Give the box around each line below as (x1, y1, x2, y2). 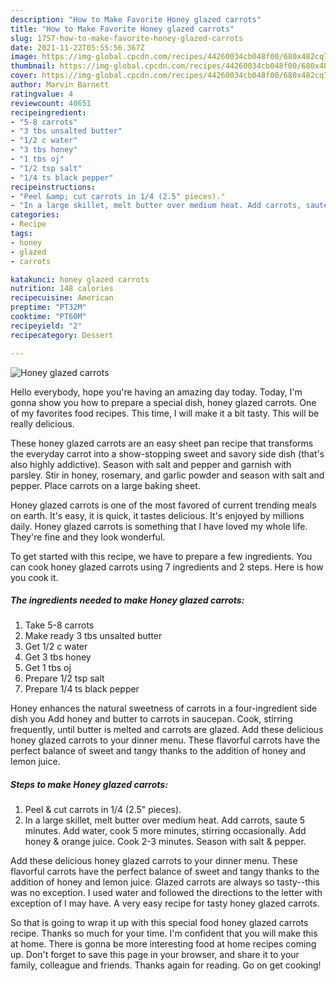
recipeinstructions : (10, 182, 97, 192)
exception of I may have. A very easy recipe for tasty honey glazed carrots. (10, 897, 320, 910)
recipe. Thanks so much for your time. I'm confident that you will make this (10, 927, 318, 940)
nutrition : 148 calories (10, 284, 114, 294)
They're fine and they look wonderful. (10, 531, 166, 543)
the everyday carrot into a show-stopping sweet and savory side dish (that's (10, 447, 325, 460)
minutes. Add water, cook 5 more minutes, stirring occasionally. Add (24, 825, 307, 837)
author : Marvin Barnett (10, 80, 110, 90)
